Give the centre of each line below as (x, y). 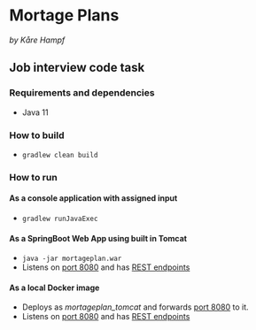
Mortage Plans (64, 15)
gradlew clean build (60, 155)
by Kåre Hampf (37, 40)
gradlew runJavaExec (60, 219)
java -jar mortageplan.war (72, 259)
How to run (33, 177)
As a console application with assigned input (93, 198)
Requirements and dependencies (82, 93)
